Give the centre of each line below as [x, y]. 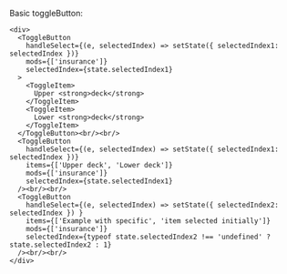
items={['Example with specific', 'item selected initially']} [149, 221]
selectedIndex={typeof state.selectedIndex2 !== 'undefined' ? [149, 237]
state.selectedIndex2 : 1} [61, 245]
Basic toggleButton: [46, 13]
